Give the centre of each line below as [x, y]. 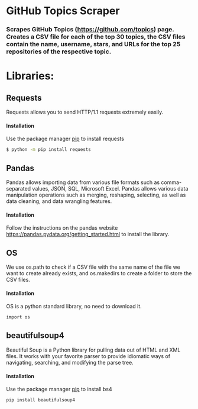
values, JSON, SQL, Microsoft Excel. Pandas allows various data [110, 189]
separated [19, 189]
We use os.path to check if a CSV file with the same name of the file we [93, 267]
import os [18, 317]
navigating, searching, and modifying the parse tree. [70, 362]
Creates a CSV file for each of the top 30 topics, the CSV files [96, 37]
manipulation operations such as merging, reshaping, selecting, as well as [96, 195]
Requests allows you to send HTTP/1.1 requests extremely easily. [85, 112]
